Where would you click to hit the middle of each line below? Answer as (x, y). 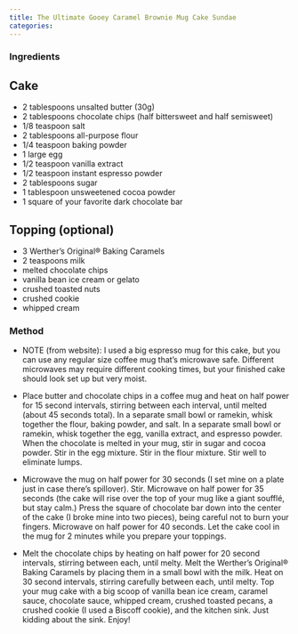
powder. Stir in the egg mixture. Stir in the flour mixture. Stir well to (144, 453)
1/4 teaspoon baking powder (74, 145)
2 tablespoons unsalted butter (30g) (89, 107)
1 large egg (42, 154)
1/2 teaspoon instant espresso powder (92, 174)
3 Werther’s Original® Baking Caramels (93, 251)
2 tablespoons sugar (60, 183)
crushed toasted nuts (61, 289)
